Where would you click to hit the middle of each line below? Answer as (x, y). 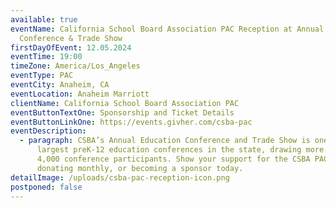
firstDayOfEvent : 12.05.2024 (71, 47)
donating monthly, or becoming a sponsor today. (140, 168)
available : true (44, 19)
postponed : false (46, 187)
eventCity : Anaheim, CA (60, 85)
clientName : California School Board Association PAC (125, 103)
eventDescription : (48, 131)
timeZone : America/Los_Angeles (75, 66)
